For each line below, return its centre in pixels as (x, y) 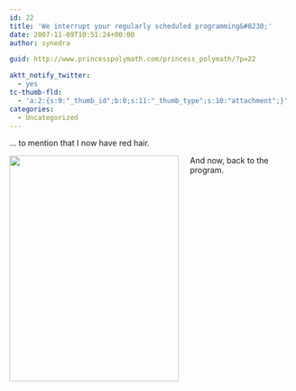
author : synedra (40, 43)
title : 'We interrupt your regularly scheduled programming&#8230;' (141, 26)
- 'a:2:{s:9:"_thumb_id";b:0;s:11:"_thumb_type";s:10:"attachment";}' (153, 100)
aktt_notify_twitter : (50, 76)
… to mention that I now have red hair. (80, 143)
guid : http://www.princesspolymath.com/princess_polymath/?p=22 (133, 60)
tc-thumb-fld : (36, 92)
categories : (32, 109)
